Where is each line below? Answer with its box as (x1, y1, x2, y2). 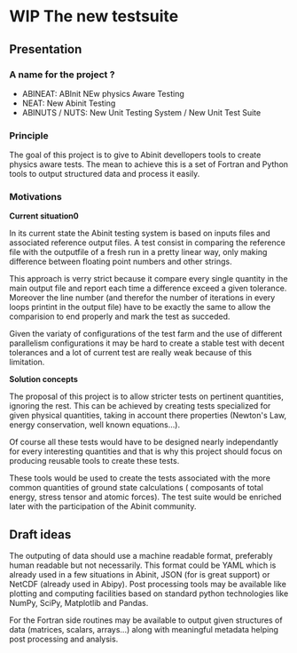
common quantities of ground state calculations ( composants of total (9, 482, 264, 493)
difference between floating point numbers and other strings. (9, 256, 232, 267)
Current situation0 (9, 211, 80, 221)
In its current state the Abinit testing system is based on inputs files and (9, 228, 270, 239)
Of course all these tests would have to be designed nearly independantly (9, 437, 279, 448)
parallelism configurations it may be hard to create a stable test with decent (9, 338, 285, 348)
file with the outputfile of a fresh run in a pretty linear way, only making (9, 247, 268, 258)
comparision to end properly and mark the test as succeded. (9, 311, 231, 322)
